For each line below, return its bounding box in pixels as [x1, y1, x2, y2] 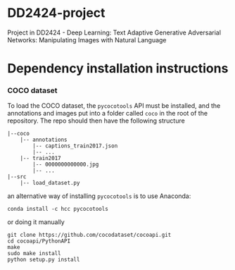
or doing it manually [7, 218, 65, 226]
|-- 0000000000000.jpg [32, 161, 99, 168]
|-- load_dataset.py [20, 180, 80, 187]
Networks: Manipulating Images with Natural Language [7, 35, 167, 44]
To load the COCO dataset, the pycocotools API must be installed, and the [7, 102, 221, 110]
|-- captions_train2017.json [32, 142, 118, 149]
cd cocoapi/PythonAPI [7, 238, 71, 245]
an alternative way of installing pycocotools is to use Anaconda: [7, 192, 191, 200]
